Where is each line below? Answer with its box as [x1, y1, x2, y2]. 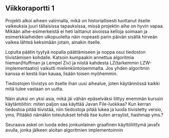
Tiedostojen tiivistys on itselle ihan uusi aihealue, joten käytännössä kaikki [5, 80, 160, 86]
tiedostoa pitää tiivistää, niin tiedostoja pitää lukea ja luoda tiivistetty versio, [5, 106, 162, 112]
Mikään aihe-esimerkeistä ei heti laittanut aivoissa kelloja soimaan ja [5, 28, 148, 34]
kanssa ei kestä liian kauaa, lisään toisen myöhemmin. [5, 71, 118, 77]
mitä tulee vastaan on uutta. [5, 86, 63, 92]
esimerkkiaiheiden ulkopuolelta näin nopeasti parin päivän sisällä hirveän [5, 33, 158, 40]
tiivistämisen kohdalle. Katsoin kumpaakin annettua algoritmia [5, 54, 134, 60]
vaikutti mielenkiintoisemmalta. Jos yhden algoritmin [40, 65, 150, 71]
